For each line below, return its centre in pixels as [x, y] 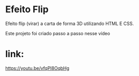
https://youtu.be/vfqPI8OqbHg [38, 68]
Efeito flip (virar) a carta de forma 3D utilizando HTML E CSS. [69, 23]
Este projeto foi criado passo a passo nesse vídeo [58, 33]
